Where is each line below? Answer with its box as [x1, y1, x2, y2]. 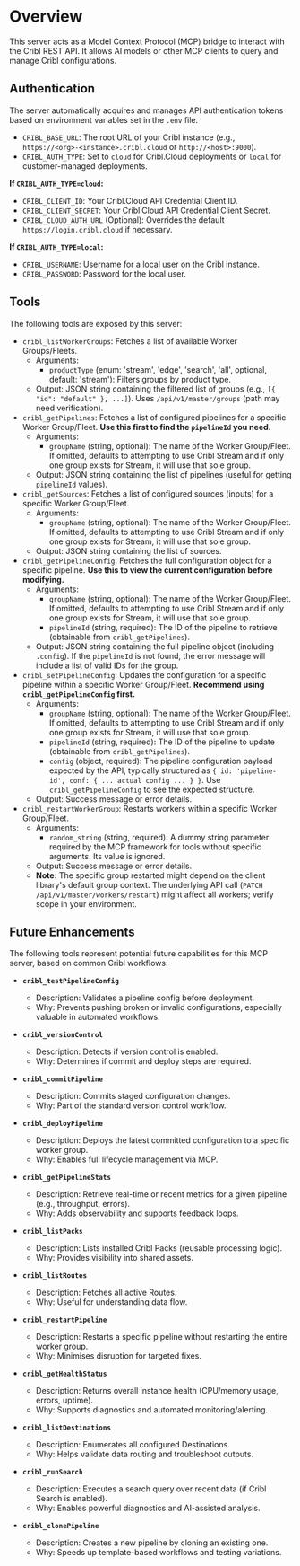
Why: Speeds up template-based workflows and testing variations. [35, 1547, 282, 1558]
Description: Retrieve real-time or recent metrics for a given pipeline [35, 1189, 287, 1200]
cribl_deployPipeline [21, 1120, 103, 1129]
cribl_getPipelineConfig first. [21, 689, 136, 699]
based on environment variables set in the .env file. [9, 114, 199, 125]
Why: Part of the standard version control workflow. [35, 1100, 227, 1111]
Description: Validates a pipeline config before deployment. [35, 992, 255, 1003]
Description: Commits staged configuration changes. [35, 1091, 231, 1102]
